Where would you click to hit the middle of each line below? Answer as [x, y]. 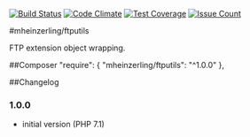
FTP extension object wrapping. [67, 48]
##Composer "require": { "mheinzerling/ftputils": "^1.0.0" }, [117, 65]
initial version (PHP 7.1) [63, 125]
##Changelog [34, 82]
